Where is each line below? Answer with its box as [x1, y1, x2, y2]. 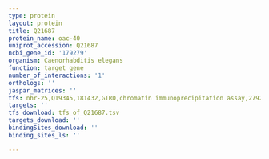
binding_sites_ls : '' [8, 131, 81, 139]
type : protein [8, 11, 56, 20]
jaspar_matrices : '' [8, 86, 78, 95]
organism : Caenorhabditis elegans [8, 57, 124, 65]
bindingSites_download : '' [8, 124, 98, 132]
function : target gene [8, 64, 84, 72]
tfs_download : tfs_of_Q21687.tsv [8, 109, 120, 117]
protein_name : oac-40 [8, 34, 81, 43]
